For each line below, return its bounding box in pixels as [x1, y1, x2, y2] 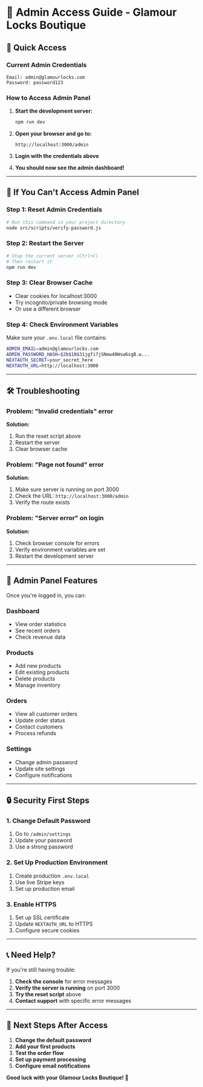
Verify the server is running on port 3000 [14, 984, 120, 991]
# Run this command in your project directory [6, 219, 126, 225]
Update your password [14, 837, 72, 844]
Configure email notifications [14, 1062, 91, 1069]
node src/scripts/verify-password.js [6, 225, 101, 231]
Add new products [14, 662, 62, 670]
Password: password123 [6, 79, 63, 85]
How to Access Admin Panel [6, 93, 91, 102]
